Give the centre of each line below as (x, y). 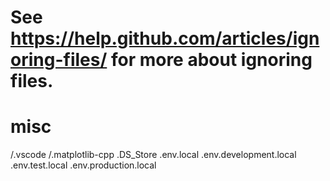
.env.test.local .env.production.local (83, 165)
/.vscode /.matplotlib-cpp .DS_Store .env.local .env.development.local (153, 155)
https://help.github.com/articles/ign (165, 38)
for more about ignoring (211, 60)
